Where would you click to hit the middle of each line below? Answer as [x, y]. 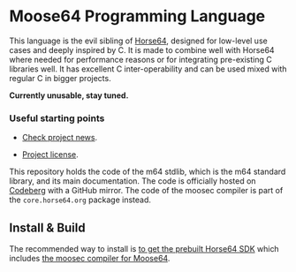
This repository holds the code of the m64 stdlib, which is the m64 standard [148, 172]
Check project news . [60, 138]
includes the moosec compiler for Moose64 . [90, 259]
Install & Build [47, 227]
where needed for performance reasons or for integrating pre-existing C [140, 59]
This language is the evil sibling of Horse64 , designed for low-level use [138, 41]
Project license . [50, 155]
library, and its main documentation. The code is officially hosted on [133, 181]
